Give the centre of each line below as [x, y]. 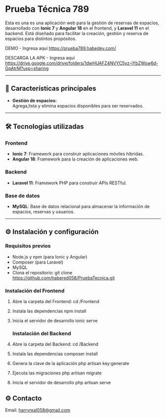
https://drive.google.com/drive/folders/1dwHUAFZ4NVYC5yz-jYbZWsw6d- [82, 63]
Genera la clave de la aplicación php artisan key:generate [71, 364]
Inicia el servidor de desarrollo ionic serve [55, 321]
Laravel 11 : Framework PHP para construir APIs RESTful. [69, 183]
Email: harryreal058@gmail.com [38, 410]
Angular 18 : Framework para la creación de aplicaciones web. [75, 159]
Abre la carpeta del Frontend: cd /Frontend [56, 302]
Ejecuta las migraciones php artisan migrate [57, 373]
